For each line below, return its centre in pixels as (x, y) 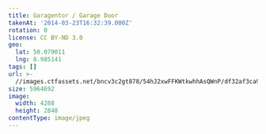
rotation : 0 (28, 30)
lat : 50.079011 (40, 52)
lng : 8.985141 (38, 60)
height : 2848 (37, 111)
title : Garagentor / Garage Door (63, 15)
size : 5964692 (32, 89)
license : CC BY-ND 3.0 (46, 37)
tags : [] (23, 67)
